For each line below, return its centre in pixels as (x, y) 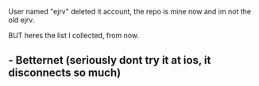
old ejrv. (21, 20)
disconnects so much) (65, 73)
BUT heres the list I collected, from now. (74, 35)
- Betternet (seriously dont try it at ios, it (110, 60)
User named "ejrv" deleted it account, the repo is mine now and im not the (130, 12)
